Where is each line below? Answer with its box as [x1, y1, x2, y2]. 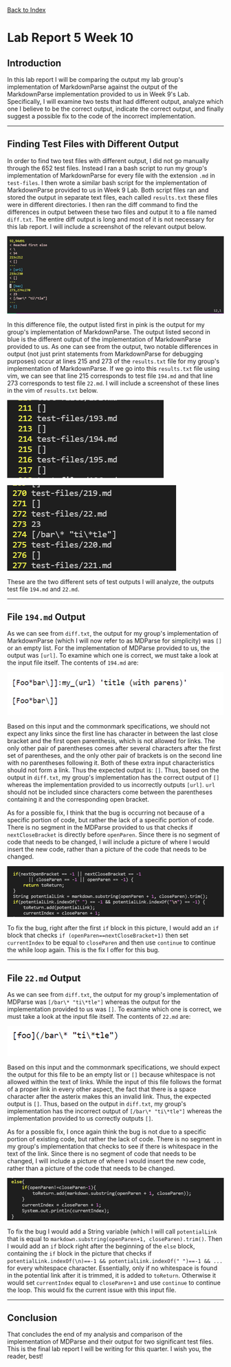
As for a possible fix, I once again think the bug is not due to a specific [7, 1128, 206, 1136]
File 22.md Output [7, 972, 81, 984]
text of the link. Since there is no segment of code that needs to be [7, 1149, 197, 1158]
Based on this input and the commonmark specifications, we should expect [7, 1063, 221, 1071]
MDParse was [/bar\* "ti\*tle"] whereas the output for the [7, 998, 181, 1006]
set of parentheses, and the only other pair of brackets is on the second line [7, 751, 222, 760]
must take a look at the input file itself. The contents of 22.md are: [7, 1012, 191, 1020]
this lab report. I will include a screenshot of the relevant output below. [7, 222, 206, 230]
